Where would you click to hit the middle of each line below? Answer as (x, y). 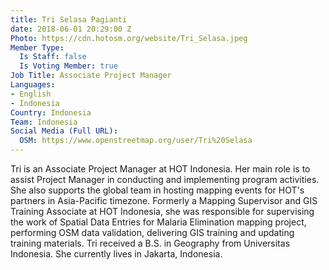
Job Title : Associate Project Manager (91, 76)
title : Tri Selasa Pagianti (69, 19)
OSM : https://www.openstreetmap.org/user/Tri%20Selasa (136, 141)
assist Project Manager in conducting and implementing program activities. (165, 179)
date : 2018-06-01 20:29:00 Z (71, 29)
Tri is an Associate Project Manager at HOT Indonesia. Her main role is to (160, 169)
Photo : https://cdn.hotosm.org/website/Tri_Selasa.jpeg (129, 38)
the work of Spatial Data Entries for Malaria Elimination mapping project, (158, 222)
